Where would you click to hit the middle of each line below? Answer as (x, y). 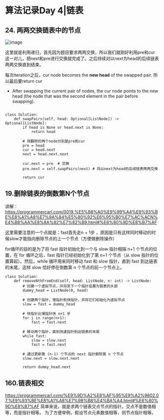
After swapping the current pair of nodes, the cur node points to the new (85, 91)
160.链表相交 (25, 383)
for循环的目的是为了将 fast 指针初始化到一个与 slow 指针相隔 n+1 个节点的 (79, 249)
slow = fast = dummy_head (49, 304)
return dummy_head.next (47, 367)
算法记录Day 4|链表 (44, 11)
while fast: (35, 336)
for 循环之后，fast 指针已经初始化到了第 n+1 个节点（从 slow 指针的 (87, 255)
